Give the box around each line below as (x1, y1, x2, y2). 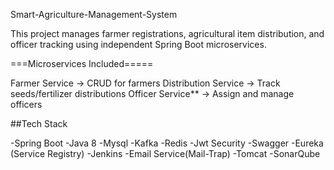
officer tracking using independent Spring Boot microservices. (10, 39, 267, 50)
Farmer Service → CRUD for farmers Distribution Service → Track (10, 77, 281, 89)
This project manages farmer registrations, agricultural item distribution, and (10, 28, 325, 39)
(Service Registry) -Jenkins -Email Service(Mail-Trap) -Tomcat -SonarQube (10, 148, 321, 159)
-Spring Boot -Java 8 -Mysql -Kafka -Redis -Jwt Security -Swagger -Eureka (10, 137, 324, 149)
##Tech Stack (10, 118, 68, 129)
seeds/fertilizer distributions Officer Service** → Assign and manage (10, 88, 295, 99)
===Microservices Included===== (10, 58, 154, 69)
